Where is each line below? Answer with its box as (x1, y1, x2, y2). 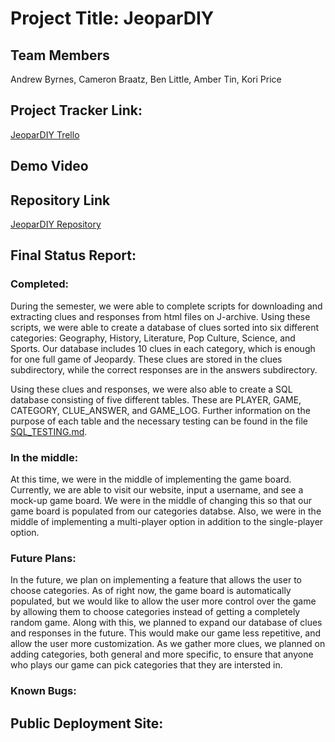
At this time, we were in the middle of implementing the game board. (10, 473, 292, 485)
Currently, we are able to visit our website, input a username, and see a (10, 484, 304, 496)
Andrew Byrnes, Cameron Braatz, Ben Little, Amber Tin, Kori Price (10, 73, 282, 85)
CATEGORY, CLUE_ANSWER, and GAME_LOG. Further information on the (10, 404, 311, 416)
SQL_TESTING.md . (10, 425, 88, 437)
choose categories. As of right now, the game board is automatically (10, 585, 292, 597)
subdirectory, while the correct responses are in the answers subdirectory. (10, 363, 318, 376)
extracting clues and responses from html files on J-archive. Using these (10, 310, 311, 322)
